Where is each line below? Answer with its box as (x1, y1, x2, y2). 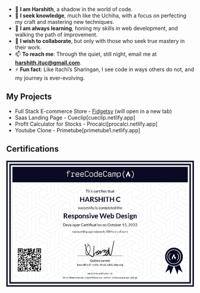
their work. (14, 44, 42, 51)
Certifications (6, 144, 59, 154)
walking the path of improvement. (14, 31, 98, 38)
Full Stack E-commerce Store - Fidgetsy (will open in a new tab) (14, 108, 172, 115)
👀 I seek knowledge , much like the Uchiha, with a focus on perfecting (14, 12, 187, 19)
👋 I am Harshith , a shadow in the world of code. (14, 6, 133, 13)
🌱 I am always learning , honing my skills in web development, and (14, 25, 178, 32)
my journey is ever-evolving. (14, 75, 85, 81)
